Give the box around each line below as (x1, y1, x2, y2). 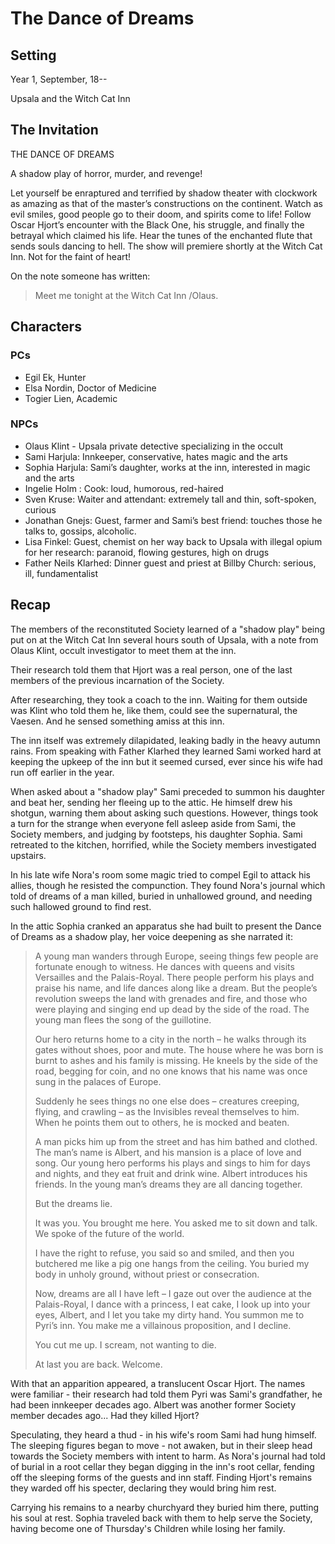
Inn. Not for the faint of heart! (10, 250, 132, 262)
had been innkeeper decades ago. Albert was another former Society (10, 1398, 297, 1411)
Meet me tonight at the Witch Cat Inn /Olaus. (34, 289, 219, 301)
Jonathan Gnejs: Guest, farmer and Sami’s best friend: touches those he (24, 514, 323, 526)
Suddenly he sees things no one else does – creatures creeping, (34, 1095, 300, 1107)
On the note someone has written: (10, 270, 151, 282)
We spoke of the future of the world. (34, 1227, 185, 1239)
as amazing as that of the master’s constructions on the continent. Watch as (10, 197, 323, 209)
